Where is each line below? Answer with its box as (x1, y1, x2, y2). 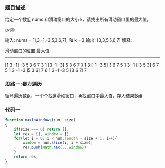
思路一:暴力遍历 (5, 81, 42, 87)
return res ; (14, 154, 38, 159)
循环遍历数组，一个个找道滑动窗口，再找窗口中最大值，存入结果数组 (5, 92, 143, 99)
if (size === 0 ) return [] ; (14, 127, 69, 132)
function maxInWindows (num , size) (5, 117, 76, 122)
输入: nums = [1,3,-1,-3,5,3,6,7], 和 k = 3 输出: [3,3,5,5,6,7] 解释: (5, 37, 132, 43)
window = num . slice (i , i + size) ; (23, 140, 93, 145)
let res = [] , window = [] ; (14, 131, 71, 136)
